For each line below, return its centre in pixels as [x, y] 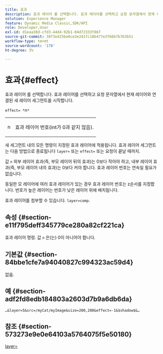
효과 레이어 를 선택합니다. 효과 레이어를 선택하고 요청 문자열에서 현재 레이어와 [78, 94]
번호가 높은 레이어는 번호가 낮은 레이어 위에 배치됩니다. [67, 190]
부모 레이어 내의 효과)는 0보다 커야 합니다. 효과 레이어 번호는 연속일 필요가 [87, 168]
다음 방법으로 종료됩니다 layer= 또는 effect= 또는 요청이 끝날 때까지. [75, 151]
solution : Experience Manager [36, 18]
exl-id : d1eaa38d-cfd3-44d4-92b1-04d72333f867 [53, 32]
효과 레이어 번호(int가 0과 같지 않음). [55, 127]
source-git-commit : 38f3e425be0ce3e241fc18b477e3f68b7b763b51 [69, 37]
